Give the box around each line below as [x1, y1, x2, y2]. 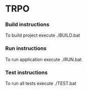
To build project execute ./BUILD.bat [5, 32, 80, 38]
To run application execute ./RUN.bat [5, 56, 82, 62]
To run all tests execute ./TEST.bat [5, 80, 76, 86]
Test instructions [5, 69, 48, 76]
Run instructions [5, 45, 47, 52]
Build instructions [5, 21, 50, 28]
